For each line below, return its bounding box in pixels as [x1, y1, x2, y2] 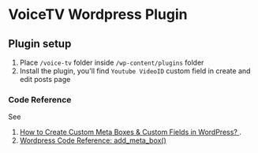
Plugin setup [8, 37, 72, 50]
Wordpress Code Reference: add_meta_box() [19, 136, 167, 145]
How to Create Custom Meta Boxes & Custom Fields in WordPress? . [19, 128, 242, 137]
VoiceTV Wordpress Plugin [8, 6, 188, 24]
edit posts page [19, 75, 71, 84]
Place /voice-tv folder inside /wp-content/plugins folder [19, 58, 204, 67]
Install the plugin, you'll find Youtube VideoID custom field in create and [19, 66, 251, 76]
